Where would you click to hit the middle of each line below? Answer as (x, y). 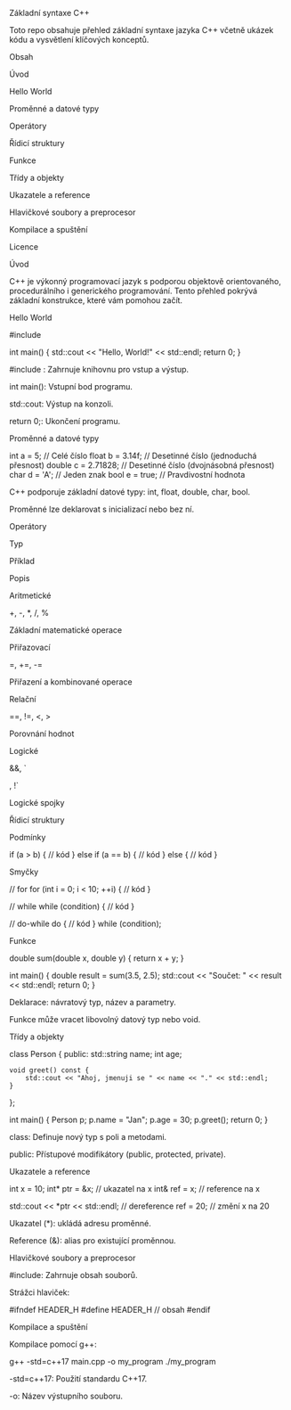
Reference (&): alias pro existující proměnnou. (93, 1241)
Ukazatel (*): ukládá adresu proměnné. (80, 1223)
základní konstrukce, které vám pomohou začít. (96, 300)
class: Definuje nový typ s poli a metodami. (88, 1137)
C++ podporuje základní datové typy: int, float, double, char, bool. (130, 492)
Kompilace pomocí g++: (53, 1344)
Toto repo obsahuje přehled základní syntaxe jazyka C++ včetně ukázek (141, 30)
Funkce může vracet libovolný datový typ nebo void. (105, 1019)
